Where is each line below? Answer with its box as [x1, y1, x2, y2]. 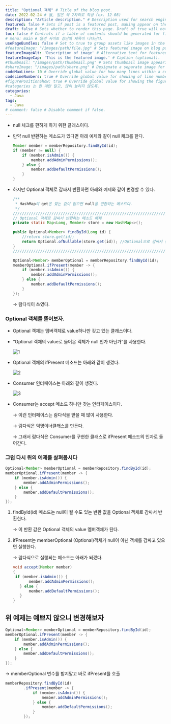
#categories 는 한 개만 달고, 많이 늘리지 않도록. [5, 83, 100, 89]
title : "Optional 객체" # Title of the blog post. [5, 7, 113, 13]
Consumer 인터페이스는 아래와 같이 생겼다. [12, 380, 99, 386]
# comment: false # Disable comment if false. [5, 107, 106, 113]
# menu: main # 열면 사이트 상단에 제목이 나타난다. [5, 36, 103, 41]
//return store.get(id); [22, 234, 75, 239]
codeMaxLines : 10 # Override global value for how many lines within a [5, 70, 160, 75]
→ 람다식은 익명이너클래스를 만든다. [12, 423, 84, 429]
